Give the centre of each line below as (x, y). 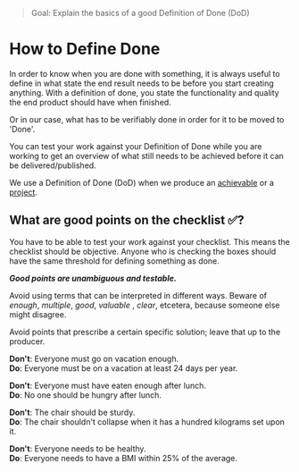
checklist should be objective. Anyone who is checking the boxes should (143, 251)
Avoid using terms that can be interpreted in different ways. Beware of (138, 295)
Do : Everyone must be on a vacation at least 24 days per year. (124, 368)
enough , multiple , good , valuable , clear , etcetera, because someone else (145, 305)
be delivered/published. (53, 165)
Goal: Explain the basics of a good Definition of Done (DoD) (140, 13)
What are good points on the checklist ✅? (127, 220)
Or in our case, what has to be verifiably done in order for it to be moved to (147, 119)
